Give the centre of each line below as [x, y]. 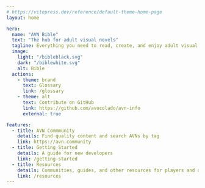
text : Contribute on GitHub [58, 103]
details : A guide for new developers [65, 153]
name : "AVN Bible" [35, 34]
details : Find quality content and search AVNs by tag [88, 136]
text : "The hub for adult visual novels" [65, 40]
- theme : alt [34, 97]
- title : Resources [37, 164]
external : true [42, 114]
